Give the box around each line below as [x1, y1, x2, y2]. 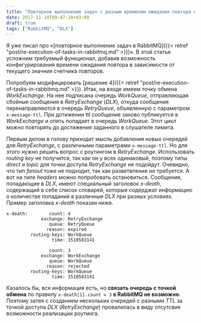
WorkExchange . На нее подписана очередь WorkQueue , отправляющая [6, 92, 189, 99]
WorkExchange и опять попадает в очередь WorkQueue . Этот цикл [6, 118, 176, 125]
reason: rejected [46, 264, 90, 270]
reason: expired [46, 226, 87, 233]
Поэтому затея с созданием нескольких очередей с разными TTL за [6, 297, 182, 304]
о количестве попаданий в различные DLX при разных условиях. [6, 193, 173, 200]
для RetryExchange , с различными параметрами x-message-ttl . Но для [6, 142, 188, 149]
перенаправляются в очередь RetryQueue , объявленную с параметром [6, 104, 190, 112]
